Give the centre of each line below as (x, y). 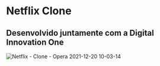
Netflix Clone (39, 11)
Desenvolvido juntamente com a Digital (80, 33)
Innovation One (35, 42)
